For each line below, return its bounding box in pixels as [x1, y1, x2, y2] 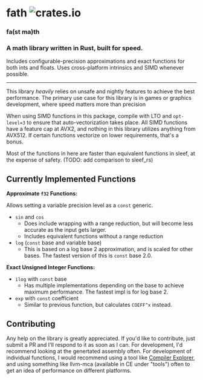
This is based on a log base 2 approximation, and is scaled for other [24, 246, 193, 253]
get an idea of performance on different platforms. [6, 367, 132, 375]
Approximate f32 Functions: [6, 190, 78, 197]
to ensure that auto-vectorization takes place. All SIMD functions [27, 119, 188, 126]
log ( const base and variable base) [14, 239, 102, 246]
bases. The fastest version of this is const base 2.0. [24, 252, 152, 260]
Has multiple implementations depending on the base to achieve [24, 282, 184, 289]
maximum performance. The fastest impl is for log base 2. [24, 288, 169, 296]
